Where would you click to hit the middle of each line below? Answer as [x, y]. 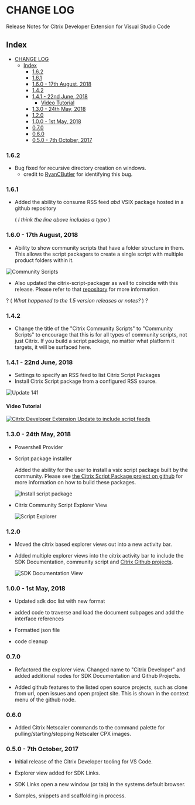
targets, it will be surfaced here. [53, 347]
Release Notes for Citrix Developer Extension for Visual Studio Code [88, 26]
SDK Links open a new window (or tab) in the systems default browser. [100, 784]
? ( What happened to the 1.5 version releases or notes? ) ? [77, 300]
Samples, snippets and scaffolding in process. [70, 796]
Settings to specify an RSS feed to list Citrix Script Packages [87, 375]
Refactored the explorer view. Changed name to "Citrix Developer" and [100, 670]
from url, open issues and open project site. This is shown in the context [102, 693]
